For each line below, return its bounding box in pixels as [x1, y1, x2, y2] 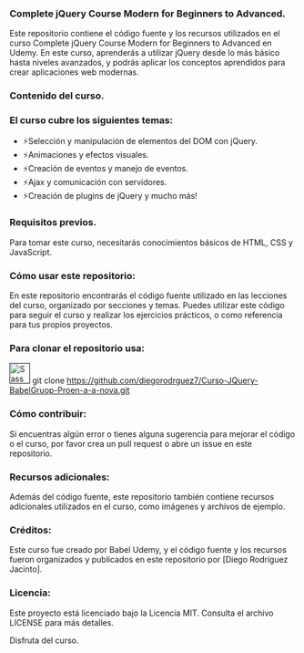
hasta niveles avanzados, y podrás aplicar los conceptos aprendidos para [9, 57, 286, 68]
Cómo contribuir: [9, 408, 87, 420]
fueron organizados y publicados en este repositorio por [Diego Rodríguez [9, 555, 289, 565]
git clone [31, 375, 66, 386]
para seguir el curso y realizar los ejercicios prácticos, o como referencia [9, 309, 283, 321]
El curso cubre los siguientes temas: [9, 114, 174, 127]
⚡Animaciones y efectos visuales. [22, 149, 149, 160]
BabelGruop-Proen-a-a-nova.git [9, 385, 130, 396]
